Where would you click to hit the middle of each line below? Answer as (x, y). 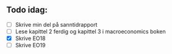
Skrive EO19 (30, 45)
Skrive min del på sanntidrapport (56, 24)
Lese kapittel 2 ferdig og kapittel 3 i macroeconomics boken (90, 31)
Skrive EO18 (30, 38)
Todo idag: (27, 10)
